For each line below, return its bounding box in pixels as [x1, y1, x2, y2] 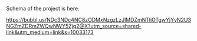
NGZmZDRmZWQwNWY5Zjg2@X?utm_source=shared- [6, 23, 142, 29]
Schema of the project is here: [6, 5, 80, 12]
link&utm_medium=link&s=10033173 [6, 29, 94, 36]
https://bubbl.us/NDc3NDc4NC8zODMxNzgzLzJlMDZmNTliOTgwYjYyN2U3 [6, 16, 192, 23]
